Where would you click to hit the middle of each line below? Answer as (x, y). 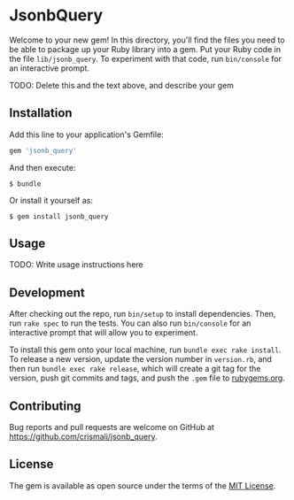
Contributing (45, 406)
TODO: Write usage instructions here (76, 265)
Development (47, 292)
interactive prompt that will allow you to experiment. (104, 333)
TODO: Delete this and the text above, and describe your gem (122, 85)
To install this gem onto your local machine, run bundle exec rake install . (145, 350)
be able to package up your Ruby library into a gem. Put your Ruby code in (145, 49)
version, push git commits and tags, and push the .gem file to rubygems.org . (147, 378)
